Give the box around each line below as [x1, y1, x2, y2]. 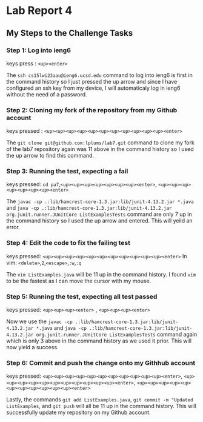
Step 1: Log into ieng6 [6, 46, 72, 55]
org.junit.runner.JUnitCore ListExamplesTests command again [36, 331, 198, 338]
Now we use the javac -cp [6, 318, 73, 325]
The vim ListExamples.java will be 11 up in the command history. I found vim [6, 270, 196, 278]
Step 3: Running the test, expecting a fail [6, 167, 128, 176]
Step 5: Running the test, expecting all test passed [6, 292, 158, 301]
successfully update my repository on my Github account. [6, 409, 151, 416]
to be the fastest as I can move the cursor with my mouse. [6, 277, 151, 284]
